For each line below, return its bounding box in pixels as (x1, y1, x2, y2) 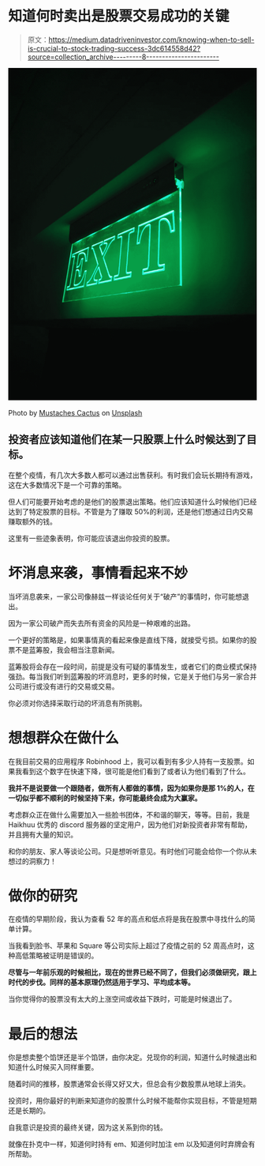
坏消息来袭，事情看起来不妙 (8, 564, 188, 581)
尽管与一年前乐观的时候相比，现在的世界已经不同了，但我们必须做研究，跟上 (8, 968, 257, 977)
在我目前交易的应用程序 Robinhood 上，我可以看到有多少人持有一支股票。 (8, 756, 248, 766)
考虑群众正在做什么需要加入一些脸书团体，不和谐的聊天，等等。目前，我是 (8, 810, 250, 819)
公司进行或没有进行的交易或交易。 (8, 681, 119, 691)
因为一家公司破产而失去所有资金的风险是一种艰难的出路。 (8, 618, 195, 628)
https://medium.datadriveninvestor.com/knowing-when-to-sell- (48, 35, 255, 44)
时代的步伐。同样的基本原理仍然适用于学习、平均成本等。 (8, 977, 195, 987)
